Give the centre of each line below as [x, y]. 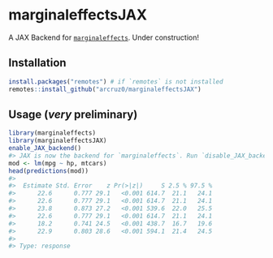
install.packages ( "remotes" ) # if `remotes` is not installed [116, 82]
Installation [37, 63]
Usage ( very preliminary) [73, 114]
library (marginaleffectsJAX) [58, 141]
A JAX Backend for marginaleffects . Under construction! [104, 37]
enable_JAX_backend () [45, 148]
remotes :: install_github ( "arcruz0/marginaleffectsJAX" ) [105, 89]
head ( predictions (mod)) [49, 171]
